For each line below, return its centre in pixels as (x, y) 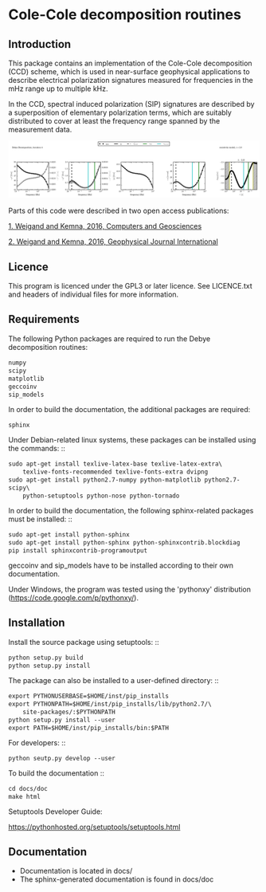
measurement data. (40, 130)
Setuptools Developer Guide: (55, 811)
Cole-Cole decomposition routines (125, 15)
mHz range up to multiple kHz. (59, 88)
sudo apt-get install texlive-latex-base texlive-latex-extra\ (115, 464)
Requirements (44, 319)
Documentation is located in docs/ (76, 871)
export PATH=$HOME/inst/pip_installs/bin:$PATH (89, 728)
